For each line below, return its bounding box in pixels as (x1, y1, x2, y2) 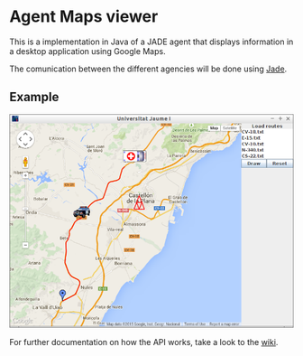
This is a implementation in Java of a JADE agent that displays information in (9, 36, 294, 47)
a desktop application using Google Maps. (9, 45, 166, 56)
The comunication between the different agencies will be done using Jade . (9, 63, 288, 74)
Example (9, 89, 60, 105)
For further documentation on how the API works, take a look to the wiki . (9, 336, 279, 347)
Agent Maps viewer (9, 6, 159, 27)
